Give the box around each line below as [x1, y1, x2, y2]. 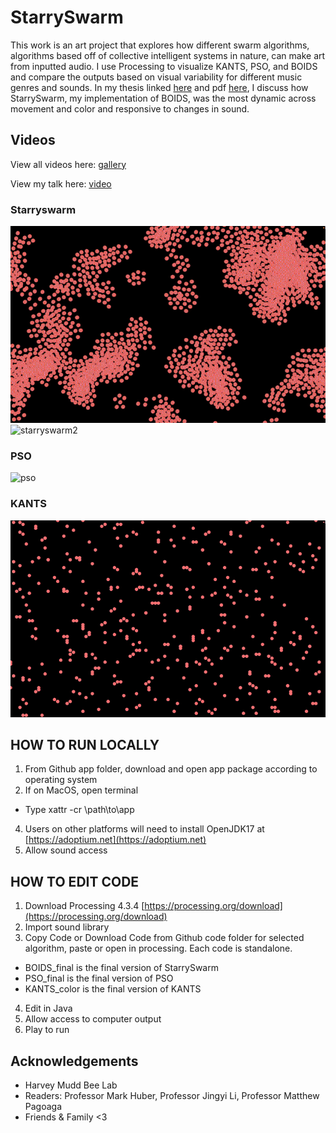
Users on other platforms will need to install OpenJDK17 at [24, 823, 265, 835]
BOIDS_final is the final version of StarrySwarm [24, 962, 219, 974]
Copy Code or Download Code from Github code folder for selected [24, 932, 305, 944]
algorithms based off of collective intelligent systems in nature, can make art [10, 49, 326, 61]
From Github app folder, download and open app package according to [24, 763, 318, 775]
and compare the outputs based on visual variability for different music [10, 71, 303, 83]
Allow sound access [24, 844, 108, 856]
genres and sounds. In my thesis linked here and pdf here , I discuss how [10, 81, 309, 93]
